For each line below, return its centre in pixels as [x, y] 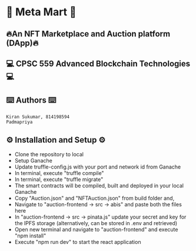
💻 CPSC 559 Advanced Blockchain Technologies [98, 63]
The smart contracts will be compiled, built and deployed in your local [99, 186]
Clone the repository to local [49, 154]
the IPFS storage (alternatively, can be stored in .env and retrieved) [96, 223]
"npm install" [30, 236]
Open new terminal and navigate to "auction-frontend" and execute [96, 229]
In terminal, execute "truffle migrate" [59, 179]
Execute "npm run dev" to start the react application [78, 242]
